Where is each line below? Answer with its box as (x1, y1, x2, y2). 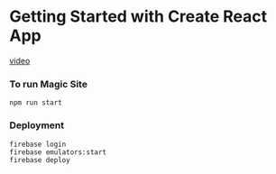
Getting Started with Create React (9, 6, 268, 27)
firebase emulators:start (9, 147, 106, 157)
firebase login (9, 140, 67, 149)
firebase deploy (9, 155, 70, 164)
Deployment (9, 119, 65, 132)
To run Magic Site (9, 78, 88, 90)
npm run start (9, 98, 63, 107)
